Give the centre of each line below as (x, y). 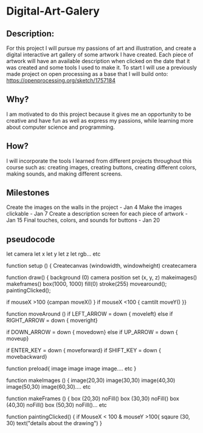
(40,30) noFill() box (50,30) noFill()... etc (57, 405)
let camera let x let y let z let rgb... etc (53, 254)
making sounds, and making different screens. (64, 174)
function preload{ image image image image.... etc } (71, 369)
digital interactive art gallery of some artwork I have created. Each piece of (100, 55)
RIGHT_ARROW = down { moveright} (52, 321)
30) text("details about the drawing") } (54, 423)
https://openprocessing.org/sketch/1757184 (61, 80)
